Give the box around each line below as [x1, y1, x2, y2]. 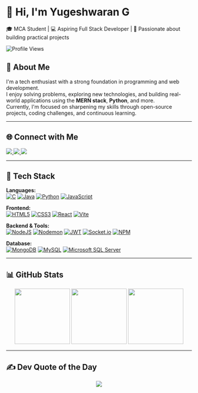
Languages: [6, 187, 37, 194]
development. [6, 84, 39, 91]
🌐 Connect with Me [6, 132, 78, 142]
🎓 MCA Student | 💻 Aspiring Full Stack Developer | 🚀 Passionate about [6, 25, 181, 32]
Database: [6, 240, 32, 247]
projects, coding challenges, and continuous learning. [6, 109, 137, 116]
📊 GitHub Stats [6, 269, 64, 280]
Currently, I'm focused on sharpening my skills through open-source [6, 103, 173, 110]
